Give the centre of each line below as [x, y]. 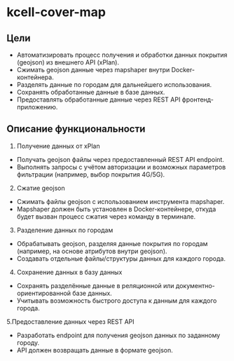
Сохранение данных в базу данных [69, 272]
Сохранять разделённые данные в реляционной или [95, 285]
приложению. [37, 107]
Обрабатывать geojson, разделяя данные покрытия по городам [112, 243]
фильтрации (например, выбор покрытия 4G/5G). [91, 174]
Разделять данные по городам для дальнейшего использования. [114, 84]
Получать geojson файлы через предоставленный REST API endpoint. [121, 159]
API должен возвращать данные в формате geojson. [95, 350]
